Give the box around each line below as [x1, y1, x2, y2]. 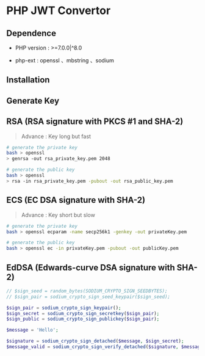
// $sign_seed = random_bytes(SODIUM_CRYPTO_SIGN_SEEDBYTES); [6, 288, 168, 294]
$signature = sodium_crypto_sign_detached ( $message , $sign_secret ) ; [6, 338, 184, 344]
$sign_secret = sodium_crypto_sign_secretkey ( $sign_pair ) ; [6, 310, 160, 316]
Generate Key [6, 95, 60, 106]
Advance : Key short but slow [21, 211, 96, 219]
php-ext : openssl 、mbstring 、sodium [15, 57, 115, 64]
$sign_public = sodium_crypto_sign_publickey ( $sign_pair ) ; [6, 316, 160, 322]
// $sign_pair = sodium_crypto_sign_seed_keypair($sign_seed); [6, 294, 171, 300]
